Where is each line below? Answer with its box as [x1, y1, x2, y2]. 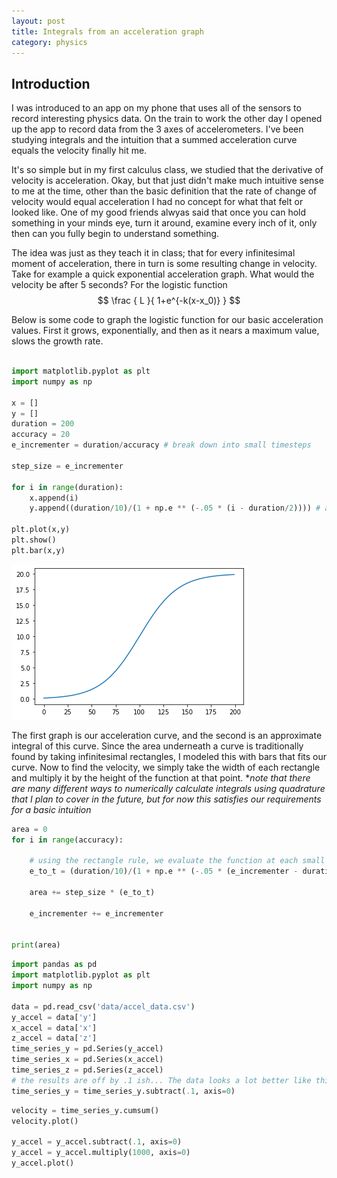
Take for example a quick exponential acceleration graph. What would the [11, 268, 315, 280]
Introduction [11, 75, 91, 92]
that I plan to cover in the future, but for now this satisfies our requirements [11, 793, 322, 805]
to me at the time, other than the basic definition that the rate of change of [11, 185, 318, 197]
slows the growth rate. [11, 335, 104, 347]
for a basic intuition [11, 803, 92, 815]
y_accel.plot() [11, 1158, 75, 1169]
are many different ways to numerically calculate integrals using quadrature [11, 782, 326, 794]
